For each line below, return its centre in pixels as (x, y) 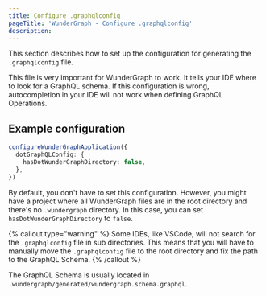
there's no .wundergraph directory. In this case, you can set (106, 209)
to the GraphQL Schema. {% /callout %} (75, 259)
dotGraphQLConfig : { (50, 155)
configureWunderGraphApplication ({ (68, 147)
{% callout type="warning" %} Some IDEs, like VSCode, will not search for (132, 233)
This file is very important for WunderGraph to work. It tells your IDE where (132, 78)
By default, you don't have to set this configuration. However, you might (128, 192)
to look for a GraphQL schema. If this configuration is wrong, (109, 86)
